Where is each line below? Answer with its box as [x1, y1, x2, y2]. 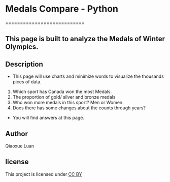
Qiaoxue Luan [5, 143, 35, 149]
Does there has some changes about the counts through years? [12, 105, 146, 111]
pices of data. [12, 79, 42, 85]
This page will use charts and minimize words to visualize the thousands [12, 73, 164, 79]
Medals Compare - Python [5, 3, 118, 15]
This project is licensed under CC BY [5, 171, 82, 177]
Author [5, 129, 28, 138]
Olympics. [5, 43, 39, 51]
